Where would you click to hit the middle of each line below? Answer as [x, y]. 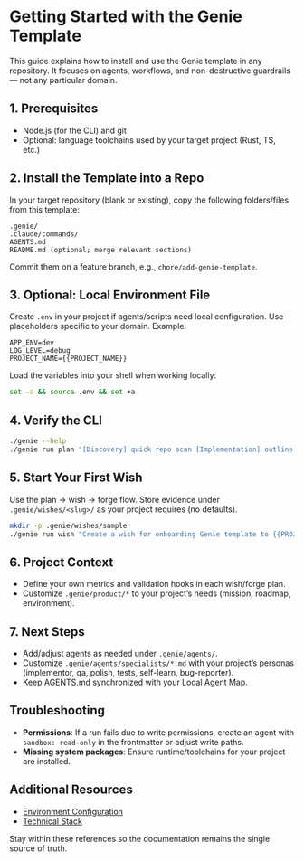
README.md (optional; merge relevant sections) [101, 250]
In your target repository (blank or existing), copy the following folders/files [149, 200]
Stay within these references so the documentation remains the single [140, 838]
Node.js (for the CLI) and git [74, 130]
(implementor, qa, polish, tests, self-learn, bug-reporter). [128, 672]
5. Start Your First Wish [76, 478]
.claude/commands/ [44, 234]
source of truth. [38, 848]
